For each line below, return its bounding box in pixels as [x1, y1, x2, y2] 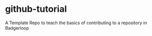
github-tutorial [5, 3, 67, 15]
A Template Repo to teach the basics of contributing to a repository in [5, 20, 147, 26]
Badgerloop [5, 25, 29, 31]
